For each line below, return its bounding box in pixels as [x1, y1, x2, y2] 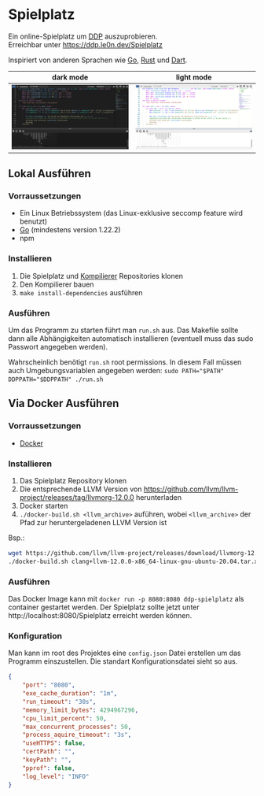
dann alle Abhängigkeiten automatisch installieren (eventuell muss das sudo [8, 334, 254, 343]
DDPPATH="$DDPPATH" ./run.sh [8, 376, 104, 383]
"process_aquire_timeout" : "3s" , [22, 731, 132, 739]
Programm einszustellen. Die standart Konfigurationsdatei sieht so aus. [8, 657, 238, 666]
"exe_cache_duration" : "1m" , [22, 690, 118, 698]
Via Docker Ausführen [8, 397, 119, 410]
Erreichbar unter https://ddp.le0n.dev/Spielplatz [8, 39, 163, 49]
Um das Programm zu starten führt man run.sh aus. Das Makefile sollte [8, 325, 239, 335]
